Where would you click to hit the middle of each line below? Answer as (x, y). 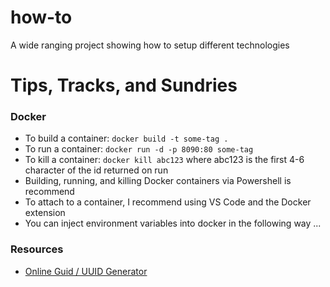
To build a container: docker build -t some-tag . (126, 138)
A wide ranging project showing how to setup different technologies (150, 45)
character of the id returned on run (96, 170)
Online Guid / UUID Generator (86, 271)
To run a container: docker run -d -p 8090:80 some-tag (139, 149)
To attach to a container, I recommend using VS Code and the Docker (168, 202)
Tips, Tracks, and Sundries (124, 85)
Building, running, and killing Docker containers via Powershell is (158, 181)
